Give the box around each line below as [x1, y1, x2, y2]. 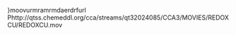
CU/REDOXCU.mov [7, 21, 63, 29]
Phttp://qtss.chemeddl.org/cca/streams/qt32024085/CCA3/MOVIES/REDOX [7, 13, 230, 22]
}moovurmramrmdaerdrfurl [7, 6, 86, 14]
